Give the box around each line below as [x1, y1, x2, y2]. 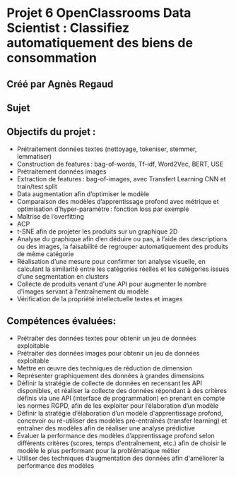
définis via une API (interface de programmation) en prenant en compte [16, 394, 225, 402]
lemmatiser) [16, 152, 52, 160]
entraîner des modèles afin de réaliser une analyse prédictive [16, 423, 196, 432]
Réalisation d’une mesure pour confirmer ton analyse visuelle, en [16, 257, 206, 265]
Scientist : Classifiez [6, 20, 130, 36]
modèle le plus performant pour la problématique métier [16, 446, 181, 454]
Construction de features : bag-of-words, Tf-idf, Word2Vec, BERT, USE [16, 159, 224, 168]
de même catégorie [16, 249, 74, 258]
